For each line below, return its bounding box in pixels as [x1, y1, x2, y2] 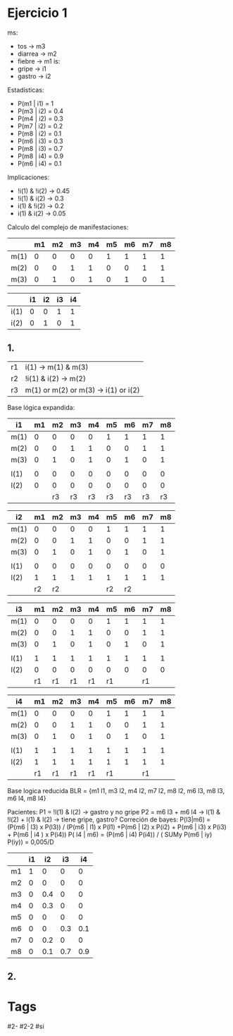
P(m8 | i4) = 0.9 [17, 152, 64, 160]
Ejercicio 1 [7, 5, 68, 21]
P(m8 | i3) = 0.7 [17, 144, 63, 152]
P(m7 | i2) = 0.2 [17, 121, 63, 130]
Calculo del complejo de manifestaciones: [7, 222, 129, 231]
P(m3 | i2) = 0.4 [17, 107, 64, 115]
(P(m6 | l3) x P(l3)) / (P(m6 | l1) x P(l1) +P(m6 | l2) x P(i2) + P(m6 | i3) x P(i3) [7, 822, 227, 831]
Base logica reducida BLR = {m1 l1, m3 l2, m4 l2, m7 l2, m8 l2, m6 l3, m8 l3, [7, 786, 225, 795]
